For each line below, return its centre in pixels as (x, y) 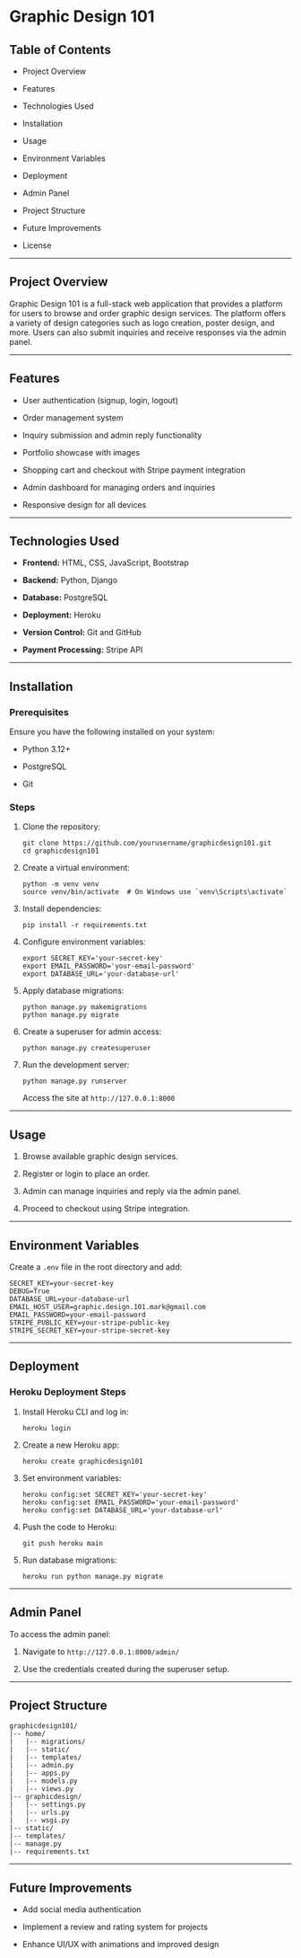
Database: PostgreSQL (65, 598)
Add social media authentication (82, 1909)
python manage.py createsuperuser (86, 1049)
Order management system (73, 417)
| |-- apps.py (39, 1773)
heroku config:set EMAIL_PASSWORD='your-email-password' (131, 1502)
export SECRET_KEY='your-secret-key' (93, 959)
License (37, 245)
